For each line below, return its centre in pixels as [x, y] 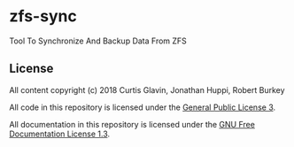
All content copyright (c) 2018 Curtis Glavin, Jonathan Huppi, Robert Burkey [147, 89]
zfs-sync [43, 16]
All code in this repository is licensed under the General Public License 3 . [143, 107]
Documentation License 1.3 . [60, 134]
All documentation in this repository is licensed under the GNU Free [132, 124]
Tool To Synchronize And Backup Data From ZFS [98, 41]
